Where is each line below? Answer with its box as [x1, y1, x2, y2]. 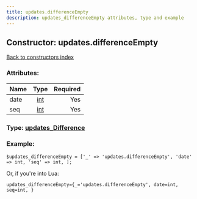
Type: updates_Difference [6, 123, 85, 132]
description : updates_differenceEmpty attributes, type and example [6, 15, 184, 21]
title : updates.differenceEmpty [6, 9, 88, 15]
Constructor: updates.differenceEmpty [6, 37, 159, 48]
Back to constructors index [6, 53, 74, 61]
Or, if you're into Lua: [6, 170, 59, 177]
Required [54, 84, 81, 93]
